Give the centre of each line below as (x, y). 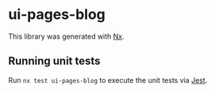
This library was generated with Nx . (66, 36)
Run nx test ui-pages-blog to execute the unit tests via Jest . (108, 80)
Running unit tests (54, 61)
